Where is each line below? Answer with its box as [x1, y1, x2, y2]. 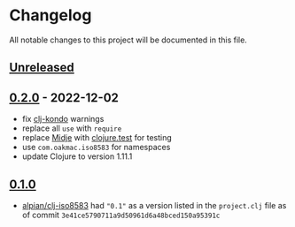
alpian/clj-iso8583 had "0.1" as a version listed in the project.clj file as [21, 200, 287, 210]
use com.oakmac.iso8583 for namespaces [21, 142, 171, 153]
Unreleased [9, 60, 75, 75]
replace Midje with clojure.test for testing [21, 132, 173, 143]
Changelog [9, 5, 92, 26]
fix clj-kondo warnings [21, 114, 105, 125]
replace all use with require [21, 123, 122, 133]
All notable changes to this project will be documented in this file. [9, 34, 248, 45]
